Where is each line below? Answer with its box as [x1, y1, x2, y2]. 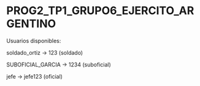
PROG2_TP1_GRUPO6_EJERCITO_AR [6, 4, 194, 18]
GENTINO [6, 17, 56, 31]
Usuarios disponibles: [6, 37, 61, 44]
